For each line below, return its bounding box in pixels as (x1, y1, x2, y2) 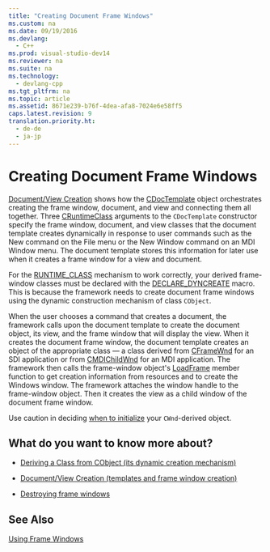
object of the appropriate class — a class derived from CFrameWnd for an (8, 346, 255, 355)
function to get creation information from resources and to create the (8, 372, 238, 381)
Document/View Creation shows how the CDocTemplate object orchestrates (8, 193, 263, 203)
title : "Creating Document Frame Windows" (8, 11, 154, 20)
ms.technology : (8, 72, 60, 80)
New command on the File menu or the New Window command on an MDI (8, 236, 255, 247)
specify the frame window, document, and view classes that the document (8, 219, 257, 229)
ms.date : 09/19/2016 (8, 27, 78, 35)
